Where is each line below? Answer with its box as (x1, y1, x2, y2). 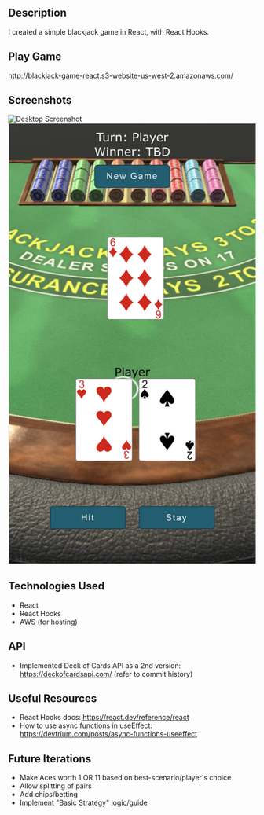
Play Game (8, 50, 62, 64)
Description (8, 6, 67, 20)
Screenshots (8, 94, 72, 107)
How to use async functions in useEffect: (19, 721, 153, 730)
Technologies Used (8, 579, 104, 593)
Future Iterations (8, 752, 92, 765)
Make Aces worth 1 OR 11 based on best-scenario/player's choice (19, 773, 232, 783)
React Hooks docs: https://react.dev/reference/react (19, 713, 190, 722)
